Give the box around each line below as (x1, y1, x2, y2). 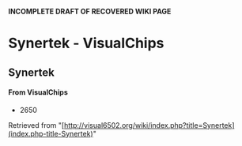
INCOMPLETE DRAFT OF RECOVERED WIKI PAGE (8, 7, 172, 16)
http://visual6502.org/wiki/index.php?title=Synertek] (63, 120, 235, 129)
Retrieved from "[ (8, 120, 65, 129)
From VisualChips (8, 88, 69, 97)
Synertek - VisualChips (8, 35, 164, 52)
